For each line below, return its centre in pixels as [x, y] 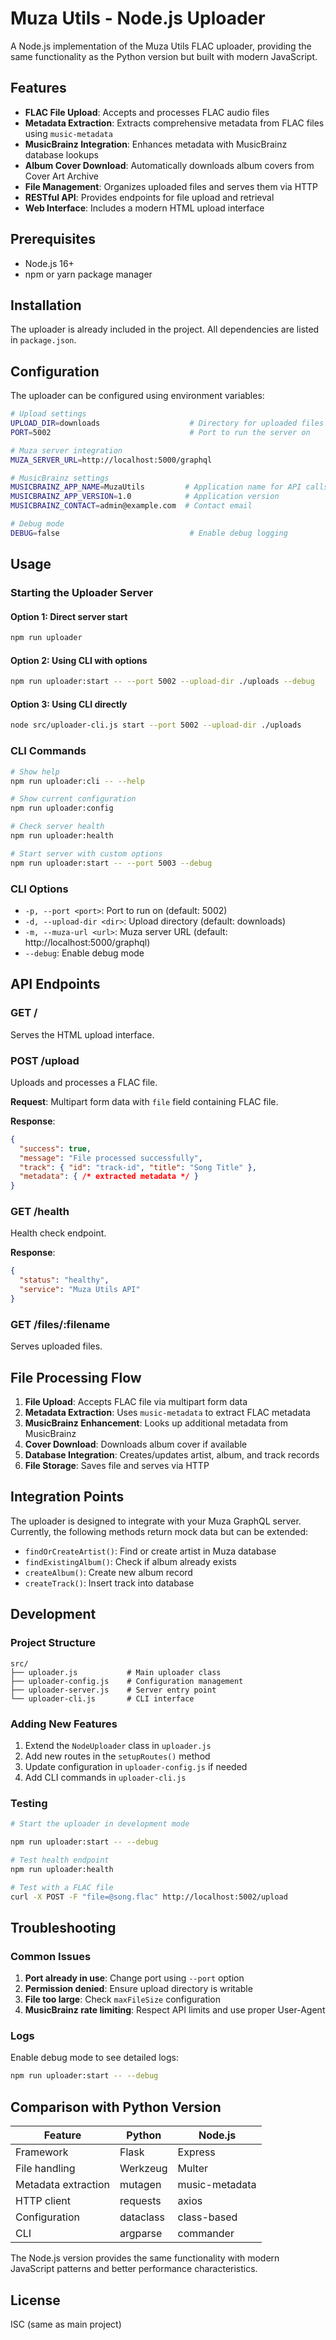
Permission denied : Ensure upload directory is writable [138, 1989]
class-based [207, 2217]
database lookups [61, 154]
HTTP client [43, 2201]
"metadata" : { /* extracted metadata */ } [109, 1177]
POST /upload [45, 1060]
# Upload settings [48, 414]
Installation [46, 305]
